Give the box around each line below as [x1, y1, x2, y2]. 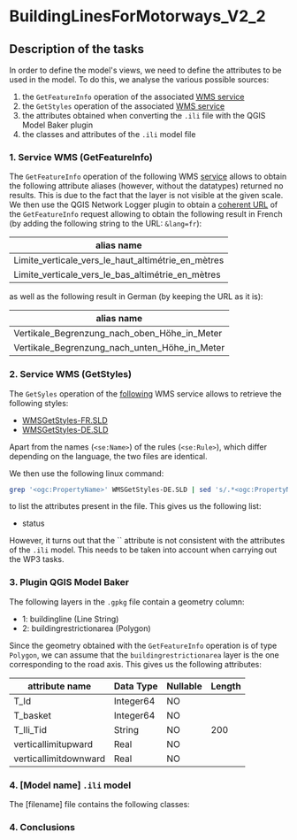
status [21, 518, 45, 528]
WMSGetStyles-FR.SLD [21, 414, 108, 426]
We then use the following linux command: [9, 467, 164, 479]
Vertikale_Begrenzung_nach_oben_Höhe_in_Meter [13, 328, 223, 340]
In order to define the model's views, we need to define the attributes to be [9, 65, 282, 75]
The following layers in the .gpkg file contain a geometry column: [9, 596, 245, 607]
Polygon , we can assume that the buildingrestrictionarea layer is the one [9, 649, 280, 660]
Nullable [166, 680, 202, 692]
